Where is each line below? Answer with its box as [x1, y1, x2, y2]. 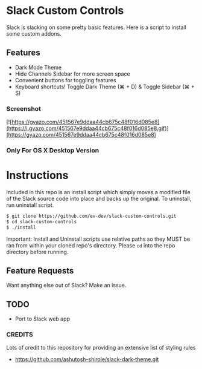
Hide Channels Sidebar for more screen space [14, 70, 131, 77]
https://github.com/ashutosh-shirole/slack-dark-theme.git [14, 356, 159, 363]
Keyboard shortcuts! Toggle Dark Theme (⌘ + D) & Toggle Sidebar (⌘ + [14, 83, 195, 90]
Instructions [6, 169, 69, 182]
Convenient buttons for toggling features [14, 76, 116, 83]
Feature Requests [6, 266, 74, 276]
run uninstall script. [6, 201, 54, 209]
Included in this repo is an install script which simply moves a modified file [6, 188, 191, 195]
